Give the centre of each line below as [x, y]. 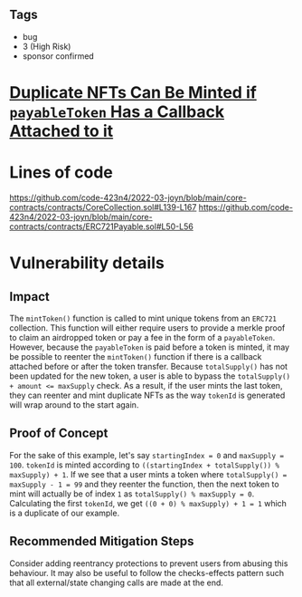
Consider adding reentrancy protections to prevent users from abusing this [149, 563]
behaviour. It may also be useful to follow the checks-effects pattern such [147, 573]
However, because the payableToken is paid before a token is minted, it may [150, 347]
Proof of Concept [59, 433]
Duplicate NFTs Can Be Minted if [133, 92]
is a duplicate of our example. [65, 513]
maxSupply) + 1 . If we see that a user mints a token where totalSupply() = [148, 474]
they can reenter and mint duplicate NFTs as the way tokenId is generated [147, 395]
